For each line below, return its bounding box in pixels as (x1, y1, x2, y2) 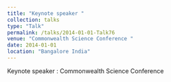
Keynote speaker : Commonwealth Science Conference (7, 66, 164, 75)
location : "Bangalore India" (7, 49, 91, 55)
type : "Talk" (7, 23, 45, 29)
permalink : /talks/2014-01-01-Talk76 (7, 29, 115, 36)
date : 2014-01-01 (7, 42, 57, 49)
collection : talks (7, 16, 60, 23)
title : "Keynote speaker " (7, 10, 84, 17)
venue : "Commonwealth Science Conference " (7, 36, 134, 42)
